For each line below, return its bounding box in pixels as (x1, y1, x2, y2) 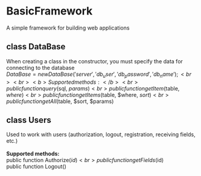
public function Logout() (6, 163, 66, 170)
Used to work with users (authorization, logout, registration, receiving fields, (6, 131, 196, 138)
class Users (6, 115, 51, 125)
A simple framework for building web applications (6, 24, 130, 31)
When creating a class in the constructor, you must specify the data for (6, 57, 183, 64)
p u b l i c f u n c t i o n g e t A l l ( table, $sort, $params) (6, 98, 114, 105)
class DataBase (6, 42, 66, 52)
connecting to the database (6, 64, 75, 71)
